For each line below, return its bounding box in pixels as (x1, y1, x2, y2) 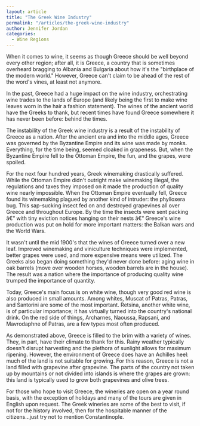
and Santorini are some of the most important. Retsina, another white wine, (6, 301, 190, 308)
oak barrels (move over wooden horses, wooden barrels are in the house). (6, 264, 189, 271)
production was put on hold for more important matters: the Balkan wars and (6, 221, 195, 228)
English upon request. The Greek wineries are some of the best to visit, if (6, 401, 186, 407)
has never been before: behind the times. (6, 115, 107, 122)
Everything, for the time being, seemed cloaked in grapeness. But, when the (6, 146, 193, 153)
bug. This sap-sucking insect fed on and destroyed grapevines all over (6, 202, 180, 209)
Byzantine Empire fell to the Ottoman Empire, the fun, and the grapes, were (6, 152, 191, 159)
